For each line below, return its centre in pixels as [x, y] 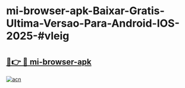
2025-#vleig [38, 36]
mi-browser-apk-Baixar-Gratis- [85, 11]
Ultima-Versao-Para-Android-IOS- [93, 23]
